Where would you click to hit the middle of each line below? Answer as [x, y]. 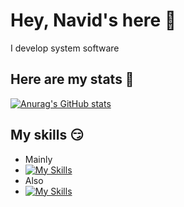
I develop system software [65, 48]
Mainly [38, 159]
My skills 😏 [47, 135]
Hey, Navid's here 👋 [93, 20]
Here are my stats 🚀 [72, 79]
